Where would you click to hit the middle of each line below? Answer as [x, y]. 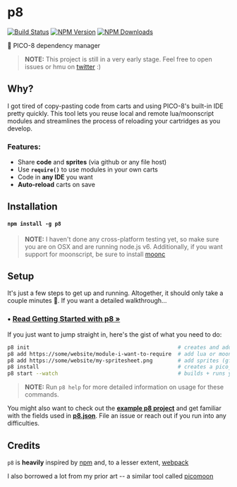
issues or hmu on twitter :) [62, 66]
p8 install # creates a [110, 367]
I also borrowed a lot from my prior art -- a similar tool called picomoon [110, 476]
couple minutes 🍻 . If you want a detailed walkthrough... [87, 301]
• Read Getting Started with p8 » [64, 319]
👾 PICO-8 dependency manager [54, 45]
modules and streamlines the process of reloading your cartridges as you [114, 121]
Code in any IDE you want [55, 177]
